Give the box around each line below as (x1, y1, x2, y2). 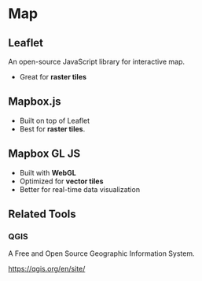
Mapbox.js (8, 95, 61, 109)
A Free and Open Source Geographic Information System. (8, 249, 195, 258)
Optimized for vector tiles (19, 176, 104, 186)
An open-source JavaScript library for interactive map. (8, 57, 185, 66)
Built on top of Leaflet (19, 116, 90, 125)
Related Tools (8, 208, 76, 221)
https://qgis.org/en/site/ (8, 264, 86, 274)
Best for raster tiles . (19, 124, 86, 134)
